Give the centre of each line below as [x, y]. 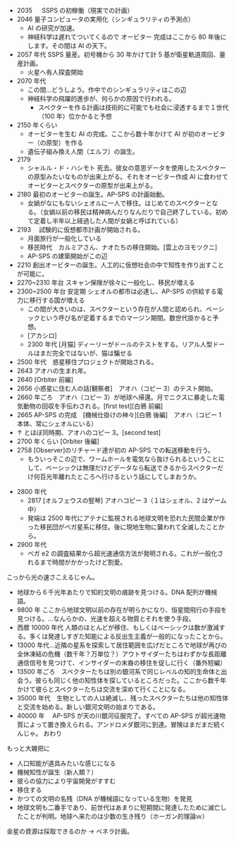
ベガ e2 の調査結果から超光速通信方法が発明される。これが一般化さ [125, 553]
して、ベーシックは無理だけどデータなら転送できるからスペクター [122, 468]
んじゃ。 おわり [39, 733]
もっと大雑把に [28, 748]
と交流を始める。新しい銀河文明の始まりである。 [88, 707]
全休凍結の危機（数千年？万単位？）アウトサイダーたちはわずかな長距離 [122, 654]
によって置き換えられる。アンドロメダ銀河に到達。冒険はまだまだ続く [124, 724]
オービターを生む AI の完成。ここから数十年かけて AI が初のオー [120, 134]
